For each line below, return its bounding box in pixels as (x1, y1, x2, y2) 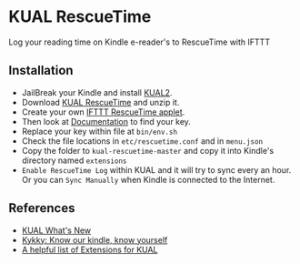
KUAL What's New (21, 225, 92, 236)
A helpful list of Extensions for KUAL (21, 244, 158, 255)
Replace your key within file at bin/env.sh (21, 126, 178, 137)
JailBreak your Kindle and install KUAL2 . (21, 86, 173, 97)
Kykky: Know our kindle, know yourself (21, 234, 168, 245)
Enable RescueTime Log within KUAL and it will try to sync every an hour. (21, 164, 292, 175)
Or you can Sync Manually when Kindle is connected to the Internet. (21, 174, 275, 185)
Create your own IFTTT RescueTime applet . (21, 107, 185, 117)
